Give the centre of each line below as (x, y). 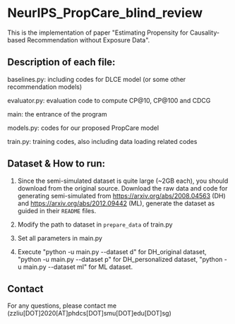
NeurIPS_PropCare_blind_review (105, 13)
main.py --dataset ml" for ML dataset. (78, 267)
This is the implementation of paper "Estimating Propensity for (98, 32)
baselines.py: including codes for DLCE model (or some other (97, 79)
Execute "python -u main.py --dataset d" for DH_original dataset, (112, 251)
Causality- (205, 32)
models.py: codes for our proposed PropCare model (83, 128)
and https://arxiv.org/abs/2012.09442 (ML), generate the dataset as (116, 203)
